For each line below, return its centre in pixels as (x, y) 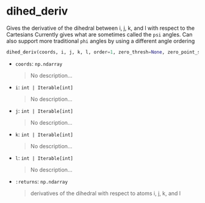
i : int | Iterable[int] (44, 87)
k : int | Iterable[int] (44, 134)
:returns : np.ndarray (41, 181)
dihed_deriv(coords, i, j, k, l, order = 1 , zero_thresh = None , (86, 52)
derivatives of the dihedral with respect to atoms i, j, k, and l (106, 193)
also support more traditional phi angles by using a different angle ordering (101, 41)
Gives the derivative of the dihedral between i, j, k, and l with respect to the (101, 28)
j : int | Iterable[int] (44, 111)
